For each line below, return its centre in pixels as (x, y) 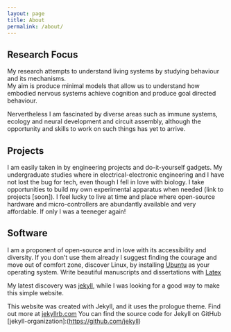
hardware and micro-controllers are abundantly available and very (102, 204)
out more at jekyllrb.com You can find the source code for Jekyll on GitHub (114, 313)
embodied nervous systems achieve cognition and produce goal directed (112, 94)
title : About (26, 20)
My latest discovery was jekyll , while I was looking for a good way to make (113, 286)
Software (27, 233)
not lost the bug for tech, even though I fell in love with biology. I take (106, 182)
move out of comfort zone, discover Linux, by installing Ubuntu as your (109, 265)
